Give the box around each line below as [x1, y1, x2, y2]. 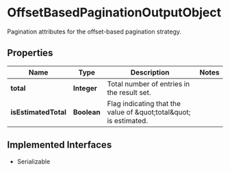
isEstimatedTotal [10, 107, 67, 117]
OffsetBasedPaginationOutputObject [7, 5, 221, 21]
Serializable [16, 157, 51, 166]
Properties [7, 47, 53, 59]
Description [130, 67, 170, 77]
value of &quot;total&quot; [107, 107, 191, 117]
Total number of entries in [107, 79, 190, 88]
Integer [73, 83, 98, 93]
